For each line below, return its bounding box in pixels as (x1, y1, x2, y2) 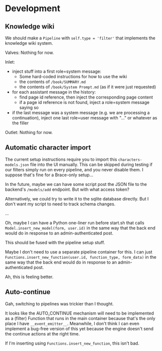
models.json (5, 162, 29, 167)
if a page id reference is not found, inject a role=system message (19, 100, 149, 105)
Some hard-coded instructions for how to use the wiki (19, 74, 127, 79)
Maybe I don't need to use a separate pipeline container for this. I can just (5, 249, 153, 255)
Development (5, 3, 61, 14)
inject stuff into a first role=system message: (12, 68, 102, 74)
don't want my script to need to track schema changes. (5, 201, 115, 207)
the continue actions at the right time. (5, 331, 80, 336)
